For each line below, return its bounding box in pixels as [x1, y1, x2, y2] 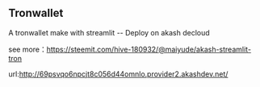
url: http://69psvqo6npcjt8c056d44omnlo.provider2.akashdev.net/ [8, 68, 229, 79]
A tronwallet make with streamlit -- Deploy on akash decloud [8, 27, 210, 37]
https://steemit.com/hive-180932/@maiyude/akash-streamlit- [46, 44, 252, 54]
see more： [8, 44, 47, 54]
